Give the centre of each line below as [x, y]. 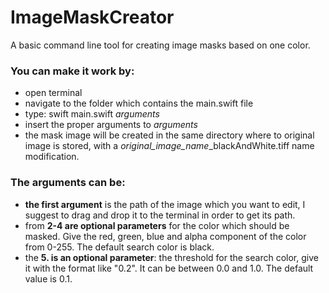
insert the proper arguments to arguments [111, 125]
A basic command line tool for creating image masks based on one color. [160, 45]
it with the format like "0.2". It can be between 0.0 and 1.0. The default [169, 268]
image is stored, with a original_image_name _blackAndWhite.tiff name [169, 146]
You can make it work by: [72, 71]
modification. [52, 157]
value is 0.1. [48, 278]
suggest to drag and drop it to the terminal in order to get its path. [160, 215]
